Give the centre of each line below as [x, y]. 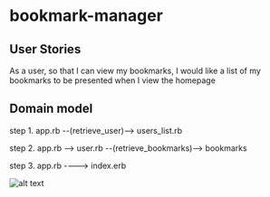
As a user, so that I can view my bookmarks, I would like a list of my [135, 70]
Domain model [51, 109]
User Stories [45, 49]
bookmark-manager [86, 16]
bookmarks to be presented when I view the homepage [112, 80]
